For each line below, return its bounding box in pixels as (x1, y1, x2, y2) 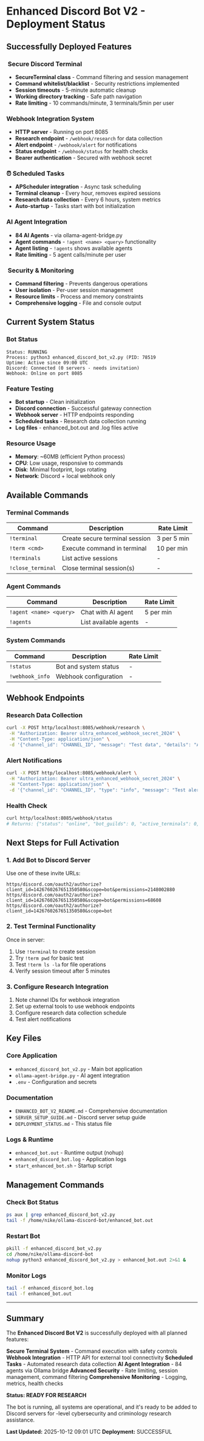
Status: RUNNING (6, 349, 47, 355)
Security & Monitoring (7, 266, 74, 274)
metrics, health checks (6, 1380, 64, 1387)
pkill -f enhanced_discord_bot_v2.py (6, 1245, 102, 1251)
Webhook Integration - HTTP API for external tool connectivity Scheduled (6, 1354, 193, 1361)
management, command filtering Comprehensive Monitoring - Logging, (6, 1373, 188, 1381)
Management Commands (6, 1179, 104, 1190)
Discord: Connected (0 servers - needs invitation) (6, 365, 140, 371)
